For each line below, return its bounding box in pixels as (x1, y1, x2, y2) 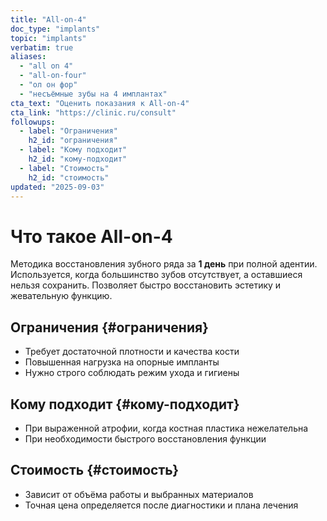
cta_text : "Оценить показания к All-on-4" (10, 98, 190, 108)
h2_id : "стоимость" (28, 172, 110, 183)
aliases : (10, 52, 47, 62)
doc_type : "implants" (10, 24, 101, 34)
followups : (10, 117, 56, 127)
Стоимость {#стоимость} (10, 462, 179, 479)
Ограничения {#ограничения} (10, 319, 209, 336)
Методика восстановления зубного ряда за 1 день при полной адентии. (10, 258, 318, 270)
